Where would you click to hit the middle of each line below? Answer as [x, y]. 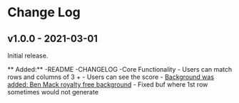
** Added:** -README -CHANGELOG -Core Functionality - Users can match [120, 69]
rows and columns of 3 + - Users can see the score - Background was [111, 77]
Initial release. [28, 55]
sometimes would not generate [53, 92]
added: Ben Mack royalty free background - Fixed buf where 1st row [108, 85]
